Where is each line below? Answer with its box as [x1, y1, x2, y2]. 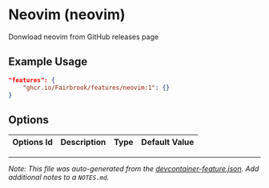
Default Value [141, 137, 195, 148]
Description [60, 137, 106, 148]
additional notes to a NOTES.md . [8, 173, 110, 182]
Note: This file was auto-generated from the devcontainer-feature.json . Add [8, 164, 259, 174]
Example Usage [8, 55, 88, 69]
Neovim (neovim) [8, 6, 126, 24]
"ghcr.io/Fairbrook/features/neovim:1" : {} [22, 84, 171, 92]
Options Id [12, 137, 54, 148]
